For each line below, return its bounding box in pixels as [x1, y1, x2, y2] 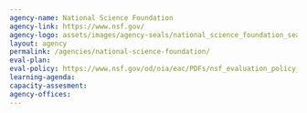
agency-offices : [9, 89, 71, 98]
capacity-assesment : [9, 81, 89, 90]
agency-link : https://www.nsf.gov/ [9, 22, 145, 31]
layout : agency [9, 38, 68, 48]
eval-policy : [9, 65, 59, 74]
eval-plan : [9, 56, 51, 65]
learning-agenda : [9, 73, 76, 82]
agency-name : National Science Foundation [9, 13, 174, 23]
